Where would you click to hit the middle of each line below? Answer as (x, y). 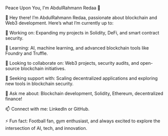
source (13, 69)
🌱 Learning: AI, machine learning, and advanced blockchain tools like (77, 48)
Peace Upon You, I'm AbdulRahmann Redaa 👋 (53, 8)
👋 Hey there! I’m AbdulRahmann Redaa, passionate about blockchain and (81, 17)
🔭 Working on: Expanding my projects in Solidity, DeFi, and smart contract (82, 33)
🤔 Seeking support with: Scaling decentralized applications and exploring (81, 78)
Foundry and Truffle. (27, 53)
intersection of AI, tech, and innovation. (46, 128)
